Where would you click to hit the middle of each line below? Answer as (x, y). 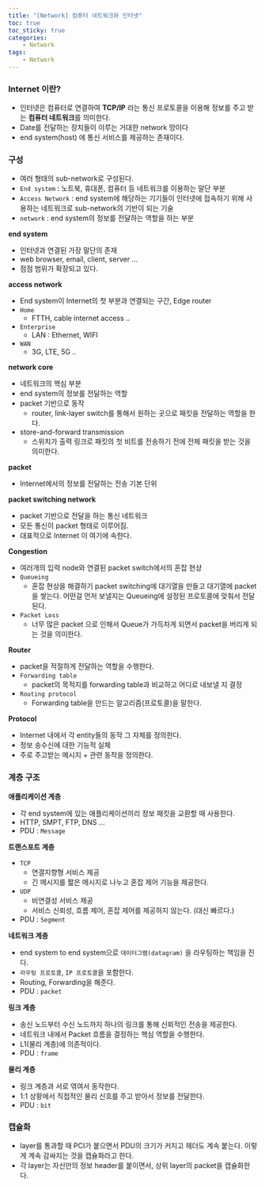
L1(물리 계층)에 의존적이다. (60, 1044)
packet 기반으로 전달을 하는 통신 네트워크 (83, 516)
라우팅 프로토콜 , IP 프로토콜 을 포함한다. (77, 972)
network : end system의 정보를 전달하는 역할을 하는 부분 (107, 218)
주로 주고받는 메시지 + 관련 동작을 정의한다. (86, 755)
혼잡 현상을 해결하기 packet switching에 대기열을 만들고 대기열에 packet (144, 586)
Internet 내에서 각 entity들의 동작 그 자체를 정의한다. (100, 735)
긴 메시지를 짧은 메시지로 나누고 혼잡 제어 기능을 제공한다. (120, 882)
